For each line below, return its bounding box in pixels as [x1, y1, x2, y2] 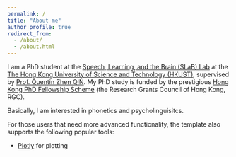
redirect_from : [7, 30, 52, 37]
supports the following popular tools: [7, 128, 114, 136]
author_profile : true [7, 23, 71, 30]
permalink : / [7, 10, 46, 18]
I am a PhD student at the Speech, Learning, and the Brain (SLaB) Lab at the [7, 63, 228, 71]
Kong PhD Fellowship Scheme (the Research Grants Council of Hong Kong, [7, 86, 226, 93]
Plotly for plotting [17, 141, 69, 149]
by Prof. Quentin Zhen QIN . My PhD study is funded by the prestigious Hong [7, 78, 229, 86]
